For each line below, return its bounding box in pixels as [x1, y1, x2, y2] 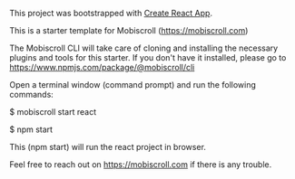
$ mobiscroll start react [9, 107, 97, 117]
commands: [9, 89, 54, 99]
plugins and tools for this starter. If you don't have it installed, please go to [9, 52, 287, 62]
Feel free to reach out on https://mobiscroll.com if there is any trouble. [9, 159, 272, 170]
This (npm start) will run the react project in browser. [9, 142, 207, 152]
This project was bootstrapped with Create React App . [9, 8, 213, 18]
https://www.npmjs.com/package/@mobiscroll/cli [9, 62, 195, 72]
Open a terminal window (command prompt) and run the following [9, 80, 257, 89]
